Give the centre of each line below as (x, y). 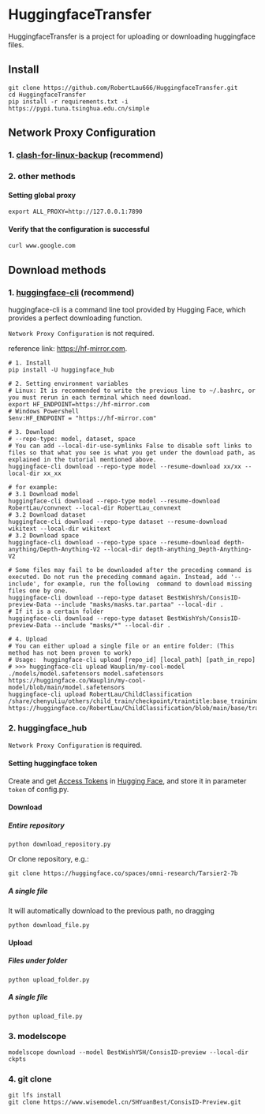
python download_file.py (49, 925)
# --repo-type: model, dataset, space (72, 439)
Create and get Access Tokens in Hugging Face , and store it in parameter (127, 781)
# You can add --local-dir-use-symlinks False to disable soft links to (130, 446)
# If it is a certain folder (56, 612)
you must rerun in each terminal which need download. (100, 398)
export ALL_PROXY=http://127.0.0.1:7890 (76, 212)
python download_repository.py (60, 845)
